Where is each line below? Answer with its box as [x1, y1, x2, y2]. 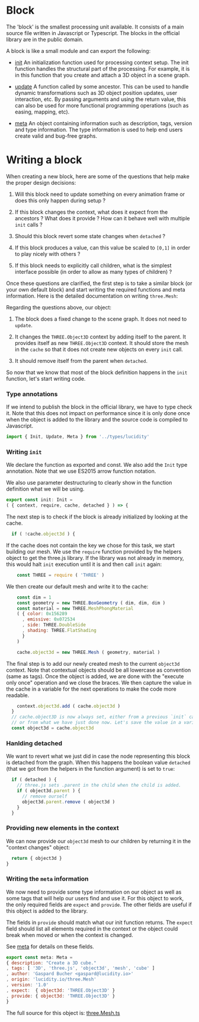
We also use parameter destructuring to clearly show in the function [6, 479, 172, 486]
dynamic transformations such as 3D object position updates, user [14, 89, 178, 96]
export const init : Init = [6, 497, 73, 503]
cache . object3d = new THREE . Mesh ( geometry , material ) [17, 649, 161, 655]
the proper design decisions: [6, 179, 76, 186]
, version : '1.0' [6, 982, 49, 988]
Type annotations [6, 390, 58, 398]
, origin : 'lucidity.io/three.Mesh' [6, 976, 97, 983]
